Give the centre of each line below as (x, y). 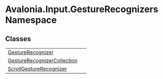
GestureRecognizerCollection (43, 61)
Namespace (31, 20)
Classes (18, 39)
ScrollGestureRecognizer (37, 69)
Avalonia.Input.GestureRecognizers (82, 9)
